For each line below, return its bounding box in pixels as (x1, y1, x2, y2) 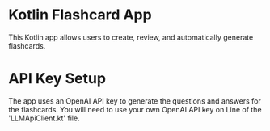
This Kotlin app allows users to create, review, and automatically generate (8, 32, 254, 42)
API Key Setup (8, 70, 107, 88)
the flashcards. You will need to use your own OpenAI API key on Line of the (8, 104, 262, 114)
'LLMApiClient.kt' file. (8, 113, 80, 123)
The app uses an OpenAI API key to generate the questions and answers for (8, 95, 261, 106)
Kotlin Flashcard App (8, 6, 152, 24)
